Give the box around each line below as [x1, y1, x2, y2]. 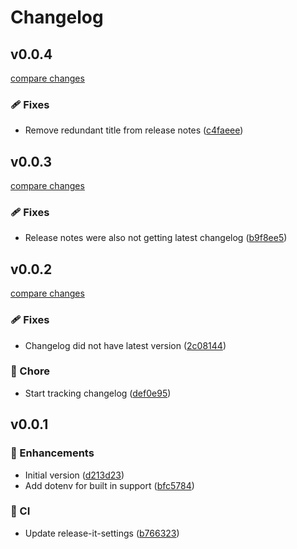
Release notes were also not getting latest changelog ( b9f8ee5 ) [24, 232, 288, 244]
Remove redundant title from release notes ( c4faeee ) [24, 124, 244, 136]
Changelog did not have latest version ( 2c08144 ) [24, 339, 227, 351]
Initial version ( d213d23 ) [24, 469, 125, 481]
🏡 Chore [10, 364, 50, 378]
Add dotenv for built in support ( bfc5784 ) [24, 479, 195, 491]
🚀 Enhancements [10, 446, 95, 460]
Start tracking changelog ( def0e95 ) [24, 387, 172, 399]
